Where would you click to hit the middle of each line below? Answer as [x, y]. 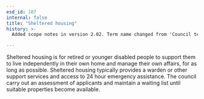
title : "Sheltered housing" [42, 23]
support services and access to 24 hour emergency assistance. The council [101, 77]
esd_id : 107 [21, 12]
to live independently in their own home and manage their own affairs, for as [102, 64]
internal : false [27, 18]
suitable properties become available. [53, 89]
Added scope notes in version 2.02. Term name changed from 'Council [101, 35]
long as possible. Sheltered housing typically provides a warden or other [97, 70]
